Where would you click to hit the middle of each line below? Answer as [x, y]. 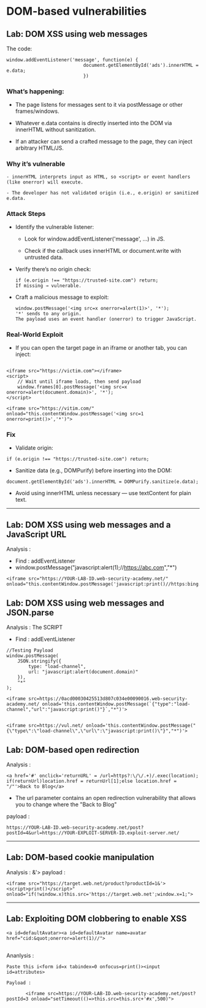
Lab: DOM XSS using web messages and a [89, 525]
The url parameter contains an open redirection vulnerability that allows [105, 798]
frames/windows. [37, 111]
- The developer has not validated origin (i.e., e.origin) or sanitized [103, 193]
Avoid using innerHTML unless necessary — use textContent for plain [103, 493]
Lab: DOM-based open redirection [73, 750]
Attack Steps [26, 214]
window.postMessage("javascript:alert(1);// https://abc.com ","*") [96, 567]
